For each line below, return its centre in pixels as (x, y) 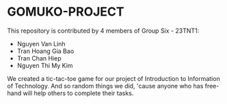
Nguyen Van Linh (41, 44)
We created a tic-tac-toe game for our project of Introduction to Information (113, 78)
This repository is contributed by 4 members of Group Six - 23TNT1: (103, 31)
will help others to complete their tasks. (78, 93)
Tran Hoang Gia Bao (45, 51)
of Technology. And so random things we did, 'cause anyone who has (105, 86)
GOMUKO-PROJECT (66, 12)
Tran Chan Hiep (39, 58)
